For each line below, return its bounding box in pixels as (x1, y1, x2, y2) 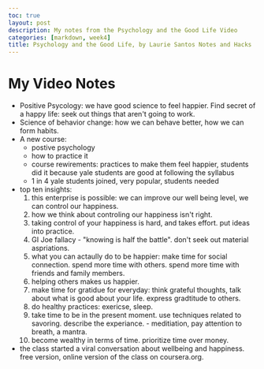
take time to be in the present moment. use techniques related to (31, 311, 242, 320)
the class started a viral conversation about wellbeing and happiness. (19, 344, 245, 353)
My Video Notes (8, 75, 116, 93)
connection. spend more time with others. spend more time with (31, 260, 240, 270)
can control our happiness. (31, 202, 119, 211)
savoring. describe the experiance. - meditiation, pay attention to (31, 319, 243, 328)
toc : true (8, 11, 41, 20)
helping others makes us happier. (31, 277, 140, 286)
